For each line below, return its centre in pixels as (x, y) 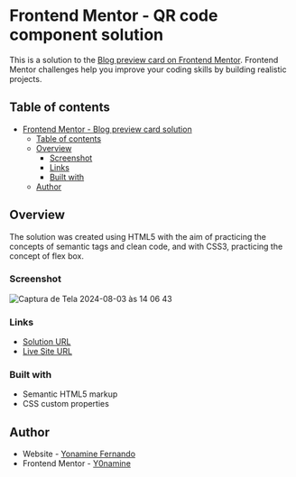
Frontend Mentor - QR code (114, 16)
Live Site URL (47, 352)
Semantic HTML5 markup (70, 394)
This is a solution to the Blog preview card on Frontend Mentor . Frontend (144, 60)
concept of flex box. (46, 256)
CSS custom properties (66, 404)
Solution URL (46, 342)
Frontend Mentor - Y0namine (76, 463)
